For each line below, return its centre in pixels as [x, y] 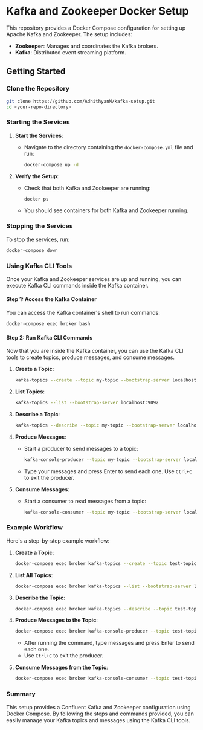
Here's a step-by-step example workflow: [58, 541]
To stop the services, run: [38, 239]
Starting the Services [38, 122]
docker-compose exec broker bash [48, 324]
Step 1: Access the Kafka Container [52, 299]
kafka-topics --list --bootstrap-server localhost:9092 [87, 403]
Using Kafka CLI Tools [39, 266]
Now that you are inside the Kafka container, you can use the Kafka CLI [95, 351]
